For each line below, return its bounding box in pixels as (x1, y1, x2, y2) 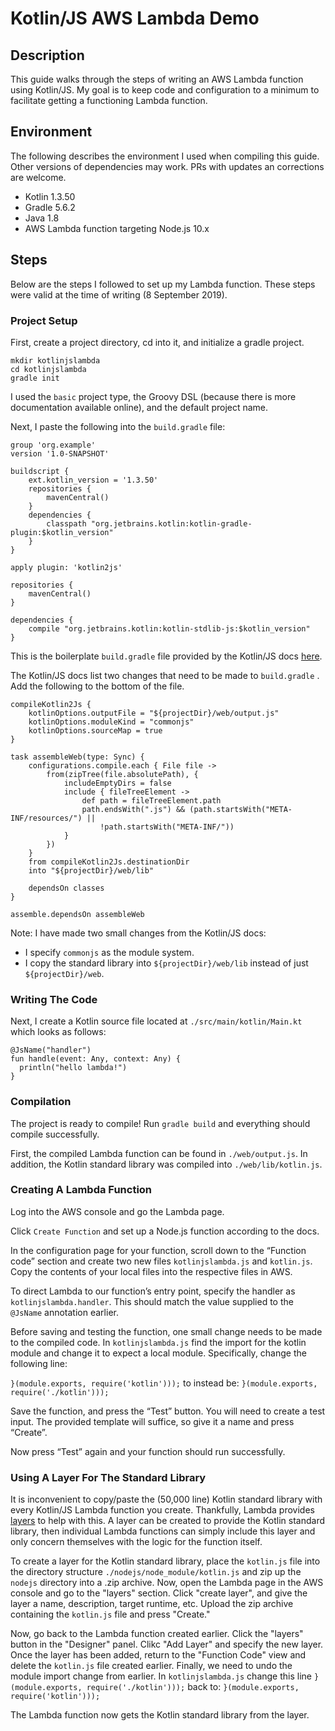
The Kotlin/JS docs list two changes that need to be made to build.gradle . (10, 669, 320, 681)
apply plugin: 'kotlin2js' (10, 562, 123, 572)
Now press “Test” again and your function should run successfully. (10, 1445, 286, 1457)
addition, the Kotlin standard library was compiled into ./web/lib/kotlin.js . (10, 1158, 323, 1170)
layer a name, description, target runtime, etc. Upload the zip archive (10, 1598, 294, 1610)
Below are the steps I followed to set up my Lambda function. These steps (10, 278, 316, 290)
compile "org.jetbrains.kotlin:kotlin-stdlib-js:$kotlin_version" (28, 623, 311, 634)
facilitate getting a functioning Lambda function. (10, 95, 208, 106)
